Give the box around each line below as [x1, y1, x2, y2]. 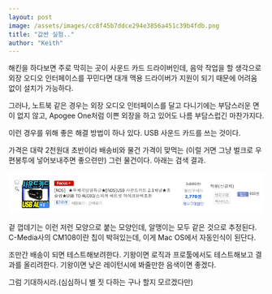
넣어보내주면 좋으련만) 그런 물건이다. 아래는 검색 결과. [36, 155, 206, 166]
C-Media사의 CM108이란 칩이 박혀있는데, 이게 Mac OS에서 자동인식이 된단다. [8, 232, 257, 242]
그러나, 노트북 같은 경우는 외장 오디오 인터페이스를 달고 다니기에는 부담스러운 [8, 101, 252, 110]
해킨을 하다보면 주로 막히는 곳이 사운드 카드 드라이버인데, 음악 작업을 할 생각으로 [8, 63, 262, 73]
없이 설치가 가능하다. [8, 84, 74, 93]
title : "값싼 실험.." [8, 30, 75, 38]
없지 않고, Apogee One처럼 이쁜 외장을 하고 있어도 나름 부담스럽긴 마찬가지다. [16, 110, 265, 121]
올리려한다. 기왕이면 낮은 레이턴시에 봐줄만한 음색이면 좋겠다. [23, 260, 217, 270]
